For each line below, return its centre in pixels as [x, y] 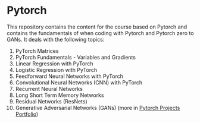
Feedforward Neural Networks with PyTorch [69, 76]
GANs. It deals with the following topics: [56, 39]
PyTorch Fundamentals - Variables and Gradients [76, 57]
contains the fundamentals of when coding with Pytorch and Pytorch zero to [100, 33]
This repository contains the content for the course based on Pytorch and [97, 27]
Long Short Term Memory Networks [60, 95]
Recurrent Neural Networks [49, 89]
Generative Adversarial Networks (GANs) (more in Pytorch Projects [98, 108]
